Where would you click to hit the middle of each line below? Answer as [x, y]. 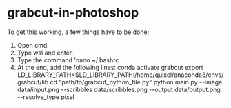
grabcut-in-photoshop [73, 13]
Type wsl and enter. [45, 53]
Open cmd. [33, 45]
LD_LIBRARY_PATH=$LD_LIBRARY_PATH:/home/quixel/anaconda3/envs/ [120, 75]
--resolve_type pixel [46, 97]
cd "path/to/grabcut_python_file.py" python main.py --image [136, 82]
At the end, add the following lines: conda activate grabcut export [110, 67]
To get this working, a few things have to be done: [78, 32]
